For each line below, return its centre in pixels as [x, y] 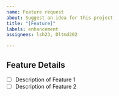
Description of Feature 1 [45, 79]
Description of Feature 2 [46, 87]
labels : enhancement [33, 29]
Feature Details [36, 65]
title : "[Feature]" [31, 23]
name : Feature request [35, 12]
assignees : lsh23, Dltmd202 [42, 35]
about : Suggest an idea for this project [60, 18]
